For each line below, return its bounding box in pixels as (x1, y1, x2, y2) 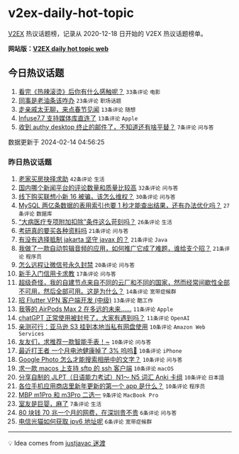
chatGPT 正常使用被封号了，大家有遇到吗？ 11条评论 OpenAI (18, 314, 190, 322)
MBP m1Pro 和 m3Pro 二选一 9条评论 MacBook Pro (18, 391, 159, 399)
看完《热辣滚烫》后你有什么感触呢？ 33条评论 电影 (18, 87, 161, 96)
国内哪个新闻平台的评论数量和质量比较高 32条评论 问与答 (18, 183, 179, 192)
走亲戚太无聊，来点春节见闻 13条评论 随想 (18, 105, 136, 113)
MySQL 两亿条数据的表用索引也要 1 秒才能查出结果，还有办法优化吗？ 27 (18, 201, 230, 210)
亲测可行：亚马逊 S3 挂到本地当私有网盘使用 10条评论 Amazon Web (18, 322, 206, 331)
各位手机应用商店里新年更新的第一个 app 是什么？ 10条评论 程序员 (18, 382, 206, 390)
